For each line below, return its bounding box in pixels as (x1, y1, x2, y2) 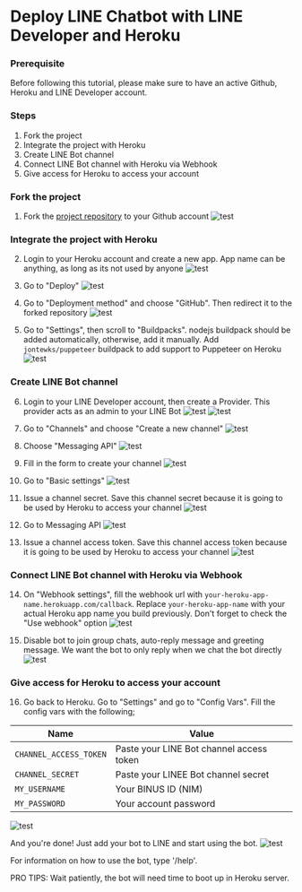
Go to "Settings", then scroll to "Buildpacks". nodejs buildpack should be (22, 325, 291, 335)
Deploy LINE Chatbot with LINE (10, 6, 244, 27)
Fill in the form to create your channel (22, 457, 162, 468)
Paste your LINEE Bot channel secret (115, 768, 270, 781)
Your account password (115, 798, 216, 810)
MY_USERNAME (14, 784, 66, 794)
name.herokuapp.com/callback (22, 600, 133, 609)
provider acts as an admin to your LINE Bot (22, 405, 182, 416)
